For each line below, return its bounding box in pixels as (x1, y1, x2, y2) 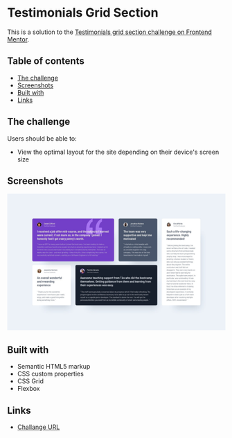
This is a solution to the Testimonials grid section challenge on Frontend (7, 28, 213, 36)
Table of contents (7, 55, 84, 67)
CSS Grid (17, 377, 44, 385)
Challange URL (17, 423, 60, 431)
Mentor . (7, 35, 30, 43)
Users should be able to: (7, 134, 78, 143)
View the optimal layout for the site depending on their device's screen (17, 148, 220, 156)
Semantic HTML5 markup (17, 362, 91, 371)
